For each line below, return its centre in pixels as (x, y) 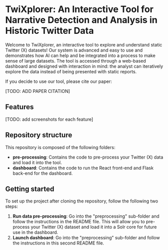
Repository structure (39, 135)
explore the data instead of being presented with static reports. (71, 71)
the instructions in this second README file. (58, 243)
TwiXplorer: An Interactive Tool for (79, 9)
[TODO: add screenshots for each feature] (49, 119)
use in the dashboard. (35, 232)
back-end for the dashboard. (43, 173)
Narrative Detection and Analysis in (81, 20)
